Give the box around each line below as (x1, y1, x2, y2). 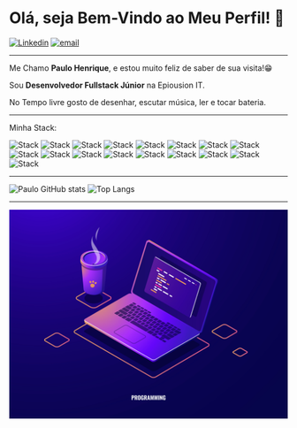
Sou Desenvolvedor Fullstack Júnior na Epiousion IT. (9, 80, 205, 90)
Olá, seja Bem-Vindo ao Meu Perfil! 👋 (9, 8, 285, 28)
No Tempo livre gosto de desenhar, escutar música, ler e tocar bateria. (9, 96, 267, 107)
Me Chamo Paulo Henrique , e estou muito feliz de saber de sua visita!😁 (9, 62, 273, 73)
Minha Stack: (9, 122, 57, 133)
